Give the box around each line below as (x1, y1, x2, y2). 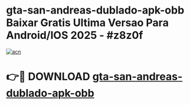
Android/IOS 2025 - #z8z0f (6, 29, 143, 42)
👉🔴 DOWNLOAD (6, 70, 90, 83)
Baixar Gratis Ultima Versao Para (6, 16, 169, 29)
